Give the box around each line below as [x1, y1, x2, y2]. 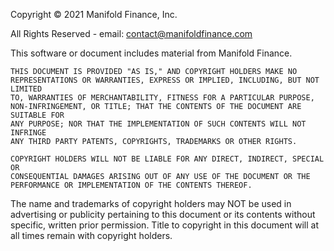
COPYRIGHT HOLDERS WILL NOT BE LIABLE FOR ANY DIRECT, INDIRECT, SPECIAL [10, 154, 325, 164]
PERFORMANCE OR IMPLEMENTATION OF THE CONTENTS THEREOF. [10, 180, 253, 190]
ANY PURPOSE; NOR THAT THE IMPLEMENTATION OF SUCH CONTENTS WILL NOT [10, 119, 307, 129]
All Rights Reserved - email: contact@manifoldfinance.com [10, 28, 253, 39]
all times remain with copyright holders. [10, 230, 173, 241]
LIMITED [10, 84, 43, 94]
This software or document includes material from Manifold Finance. [10, 47, 293, 59]
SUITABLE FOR [10, 110, 65, 120]
